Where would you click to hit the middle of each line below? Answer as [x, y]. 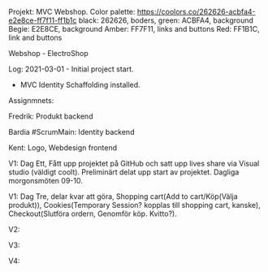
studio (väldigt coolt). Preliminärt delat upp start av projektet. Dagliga [124, 172]
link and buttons [35, 37]
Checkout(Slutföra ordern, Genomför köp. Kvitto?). [93, 214]
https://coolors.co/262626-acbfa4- [196, 12]
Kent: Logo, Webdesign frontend [63, 148]
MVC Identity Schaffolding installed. [80, 85]
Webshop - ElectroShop [48, 53]
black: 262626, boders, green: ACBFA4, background [166, 20]
